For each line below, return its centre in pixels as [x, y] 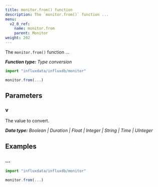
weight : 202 [18, 38]
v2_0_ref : [20, 24]
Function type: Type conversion [39, 62]
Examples [21, 146]
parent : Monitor [31, 33]
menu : [11, 19]
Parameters [24, 96]
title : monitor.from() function [39, 10]
